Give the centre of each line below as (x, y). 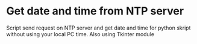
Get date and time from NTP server (95, 11)
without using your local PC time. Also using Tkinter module (80, 34)
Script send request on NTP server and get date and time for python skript (98, 28)
